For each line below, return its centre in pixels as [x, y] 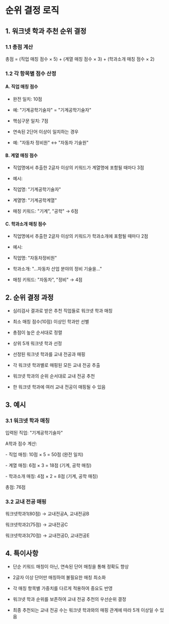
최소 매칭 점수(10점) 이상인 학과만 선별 [51, 322]
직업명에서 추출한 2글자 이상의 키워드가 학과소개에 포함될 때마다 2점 [80, 236]
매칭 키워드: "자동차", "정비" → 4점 [48, 280]
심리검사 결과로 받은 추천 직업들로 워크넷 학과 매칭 [62, 311]
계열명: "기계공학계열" [35, 200]
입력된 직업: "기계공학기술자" [34, 432]
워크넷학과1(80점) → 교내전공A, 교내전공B [47, 514]
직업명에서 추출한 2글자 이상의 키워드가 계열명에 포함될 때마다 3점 [78, 168]
